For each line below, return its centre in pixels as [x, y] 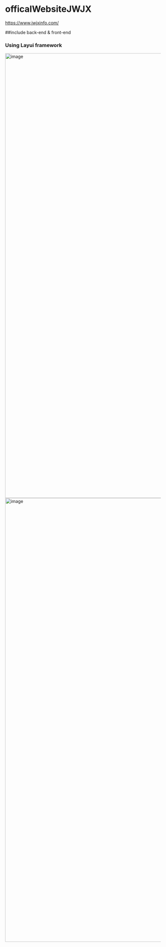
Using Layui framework [34, 45]
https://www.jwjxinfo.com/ [32, 23]
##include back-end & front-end [38, 32]
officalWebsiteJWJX [48, 9]
